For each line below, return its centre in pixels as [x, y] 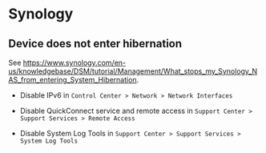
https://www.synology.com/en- [75, 62]
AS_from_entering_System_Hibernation [73, 80]
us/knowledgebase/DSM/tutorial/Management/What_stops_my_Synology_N [133, 71]
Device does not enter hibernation [95, 44]
